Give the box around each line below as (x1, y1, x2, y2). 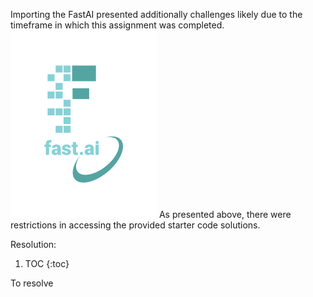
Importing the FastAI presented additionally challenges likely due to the (10, 9, 303, 20)
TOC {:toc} (24, 258, 70, 269)
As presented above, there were (158, 209, 292, 220)
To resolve (10, 277, 54, 289)
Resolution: (10, 239, 57, 250)
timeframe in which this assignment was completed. (10, 19, 225, 31)
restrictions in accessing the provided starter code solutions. (10, 219, 261, 231)
